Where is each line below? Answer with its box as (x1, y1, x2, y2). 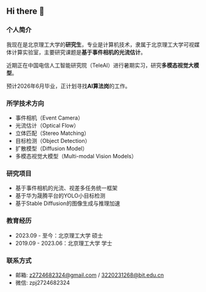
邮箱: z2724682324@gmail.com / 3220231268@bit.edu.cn (15, 271, 164, 279)
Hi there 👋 (6, 6, 45, 17)
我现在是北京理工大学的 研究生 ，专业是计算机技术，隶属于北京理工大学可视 (6, 40, 194, 48)
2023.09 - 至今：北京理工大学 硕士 (15, 231, 103, 239)
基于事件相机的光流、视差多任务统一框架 (15, 185, 118, 192)
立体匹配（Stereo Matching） (15, 129, 90, 137)
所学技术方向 (6, 99, 45, 107)
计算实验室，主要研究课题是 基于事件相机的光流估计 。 (11, 48, 146, 56)
